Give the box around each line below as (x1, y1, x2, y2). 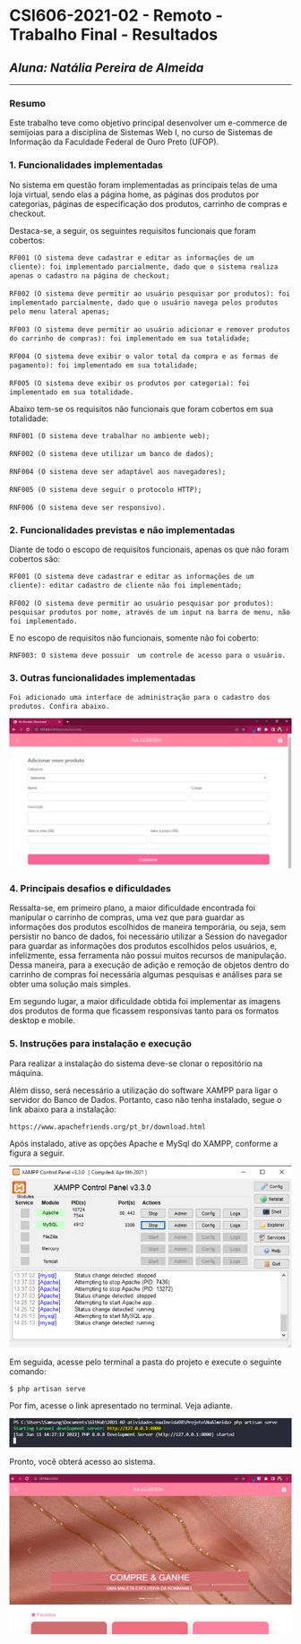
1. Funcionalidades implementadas (9, 159, 164, 171)
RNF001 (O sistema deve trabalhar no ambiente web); (9, 431, 211, 440)
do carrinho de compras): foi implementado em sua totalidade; (9, 333, 251, 343)
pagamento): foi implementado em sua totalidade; (9, 360, 199, 370)
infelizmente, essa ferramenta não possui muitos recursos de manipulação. (9, 951, 287, 961)
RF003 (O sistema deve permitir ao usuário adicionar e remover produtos (9, 324, 291, 334)
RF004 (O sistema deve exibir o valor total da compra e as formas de (9, 351, 279, 361)
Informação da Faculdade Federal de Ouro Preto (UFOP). (9, 136, 219, 148)
